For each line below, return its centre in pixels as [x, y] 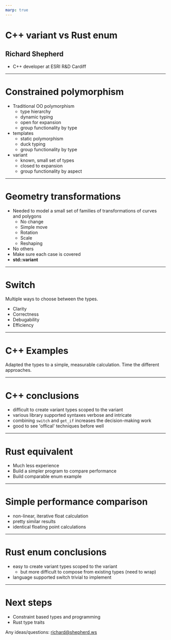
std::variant [25, 259]
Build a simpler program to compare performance [65, 471]
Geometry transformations [63, 196]
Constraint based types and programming [56, 617]
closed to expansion [41, 165]
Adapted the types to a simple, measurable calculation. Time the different [82, 365]
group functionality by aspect [51, 171]
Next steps [29, 603]
